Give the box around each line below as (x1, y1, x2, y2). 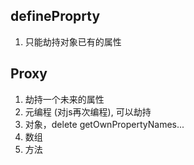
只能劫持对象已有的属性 (24, 35, 122, 48)
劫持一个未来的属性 (24, 93, 105, 105)
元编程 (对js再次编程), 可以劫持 (24, 105, 152, 118)
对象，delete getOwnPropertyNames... (24, 118, 185, 130)
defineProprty (10, 8, 101, 25)
